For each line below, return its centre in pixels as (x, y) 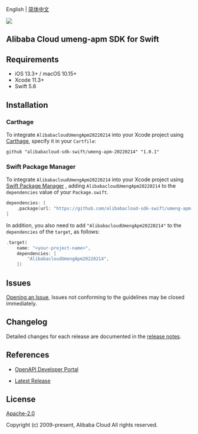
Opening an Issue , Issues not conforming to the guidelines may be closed (95, 297)
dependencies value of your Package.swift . (57, 192)
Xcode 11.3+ (29, 80)
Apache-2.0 (21, 413)
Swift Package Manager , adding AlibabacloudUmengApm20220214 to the (91, 186)
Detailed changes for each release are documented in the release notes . (94, 336)
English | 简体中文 (28, 9)
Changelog (27, 322)
